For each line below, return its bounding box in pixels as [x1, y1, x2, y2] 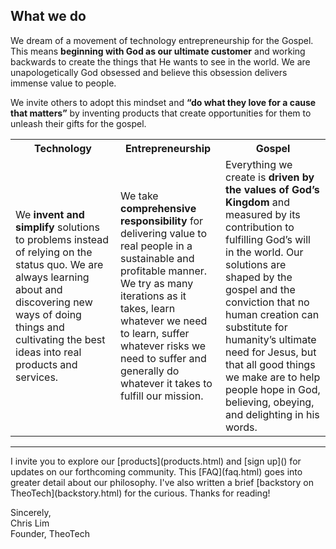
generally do [120, 364, 180, 378]
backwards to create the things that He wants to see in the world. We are [10, 55, 311, 68]
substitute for [225, 320, 288, 334]
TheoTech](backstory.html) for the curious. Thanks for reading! [10, 487, 271, 499]
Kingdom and [225, 195, 291, 209]
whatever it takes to [120, 376, 213, 390]
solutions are [225, 257, 287, 271]
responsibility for [120, 214, 204, 228]
